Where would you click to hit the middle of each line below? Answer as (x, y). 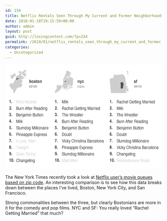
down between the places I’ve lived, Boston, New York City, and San (75, 187)
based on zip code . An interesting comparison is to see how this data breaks (83, 182)
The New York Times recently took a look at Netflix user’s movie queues (79, 177)
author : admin (20, 26)
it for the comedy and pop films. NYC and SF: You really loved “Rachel (77, 208)
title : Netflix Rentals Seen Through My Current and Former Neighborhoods (84, 16)
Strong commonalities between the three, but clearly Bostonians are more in (83, 202)
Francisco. (16, 193)
